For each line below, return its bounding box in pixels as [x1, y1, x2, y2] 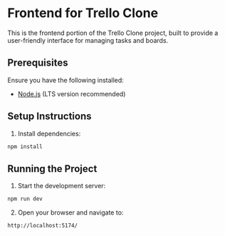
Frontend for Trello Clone [7, 5, 159, 21]
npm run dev [7, 195, 43, 202]
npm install [7, 143, 43, 150]
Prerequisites [7, 57, 68, 69]
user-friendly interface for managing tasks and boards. [7, 36, 169, 44]
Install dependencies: [17, 129, 81, 138]
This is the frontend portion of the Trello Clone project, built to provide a [7, 29, 219, 37]
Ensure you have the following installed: [7, 76, 125, 84]
